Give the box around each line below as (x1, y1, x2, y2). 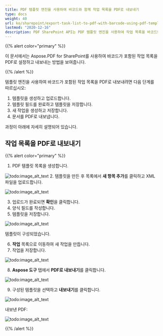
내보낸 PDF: (5, 306, 28, 312)
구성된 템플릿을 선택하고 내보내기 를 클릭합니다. (12, 286, 101, 292)
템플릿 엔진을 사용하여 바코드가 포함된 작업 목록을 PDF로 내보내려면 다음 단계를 (5, 79, 154, 85)
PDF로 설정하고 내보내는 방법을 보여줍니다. (5, 59, 86, 65)
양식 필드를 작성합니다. (12, 205, 55, 211)
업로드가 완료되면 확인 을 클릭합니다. (12, 199, 80, 205)
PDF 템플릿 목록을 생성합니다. (12, 162, 69, 168)
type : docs (5, 12, 27, 17)
